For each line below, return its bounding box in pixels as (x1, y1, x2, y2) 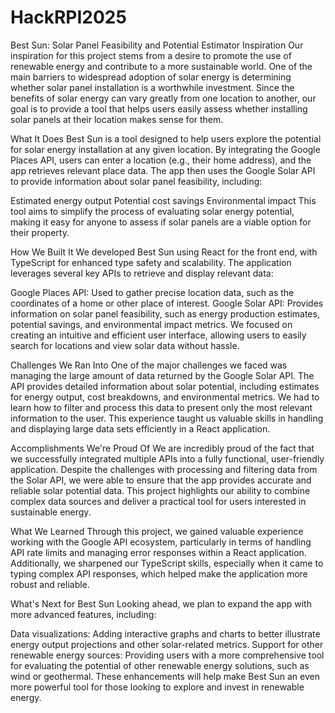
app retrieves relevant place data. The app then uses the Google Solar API (10, 164, 316, 176)
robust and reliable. (10, 578, 90, 590)
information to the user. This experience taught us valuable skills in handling (10, 412, 324, 424)
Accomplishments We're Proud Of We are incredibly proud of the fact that (10, 442, 315, 454)
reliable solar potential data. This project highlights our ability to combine (10, 484, 311, 496)
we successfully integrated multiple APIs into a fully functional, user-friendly (10, 452, 325, 465)
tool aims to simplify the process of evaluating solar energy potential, (10, 205, 295, 217)
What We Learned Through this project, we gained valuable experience (10, 525, 304, 537)
